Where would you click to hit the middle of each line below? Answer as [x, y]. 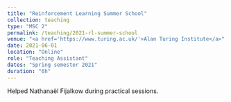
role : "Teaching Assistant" [48, 59]
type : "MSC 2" [28, 26]
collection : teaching [38, 20]
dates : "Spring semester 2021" [52, 65]
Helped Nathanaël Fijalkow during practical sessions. [83, 91]
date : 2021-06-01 [32, 45]
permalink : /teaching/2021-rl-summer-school [72, 33]
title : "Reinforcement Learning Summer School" [77, 13]
